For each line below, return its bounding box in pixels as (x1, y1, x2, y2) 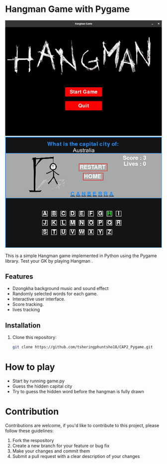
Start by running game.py (12, 378, 65, 384)
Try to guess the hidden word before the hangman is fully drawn (12, 388, 144, 394)
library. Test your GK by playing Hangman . (5, 258, 93, 264)
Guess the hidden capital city (12, 383, 73, 389)
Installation (5, 321, 41, 329)
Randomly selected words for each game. (12, 291, 98, 297)
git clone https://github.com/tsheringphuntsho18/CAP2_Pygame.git (12, 345, 153, 350)
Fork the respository (12, 437, 54, 443)
